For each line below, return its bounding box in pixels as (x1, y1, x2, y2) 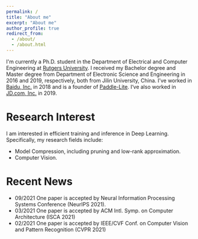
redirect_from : (6, 31, 44, 37)
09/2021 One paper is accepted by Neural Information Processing (14, 194, 176, 202)
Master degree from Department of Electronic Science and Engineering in (6, 71, 186, 78)
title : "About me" (6, 14, 51, 20)
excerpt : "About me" (6, 20, 57, 26)
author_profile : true (6, 25, 60, 31)
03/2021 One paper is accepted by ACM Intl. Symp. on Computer (14, 207, 173, 214)
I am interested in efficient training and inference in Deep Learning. (6, 130, 170, 137)
